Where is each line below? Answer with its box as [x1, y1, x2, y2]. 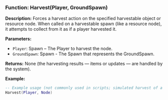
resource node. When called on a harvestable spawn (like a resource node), [5, 21, 162, 27]
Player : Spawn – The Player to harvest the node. [12, 46, 113, 52]
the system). [5, 66, 31, 72]
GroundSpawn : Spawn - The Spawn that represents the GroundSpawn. [12, 51, 154, 57]
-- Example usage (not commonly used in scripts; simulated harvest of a [5, 85, 163, 90]
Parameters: [5, 36, 32, 42]
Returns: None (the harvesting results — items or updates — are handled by [5, 61, 163, 67]
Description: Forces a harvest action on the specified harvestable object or [5, 16, 161, 22]
